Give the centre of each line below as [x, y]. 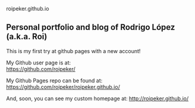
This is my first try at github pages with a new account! [73, 51]
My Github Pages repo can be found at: [54, 81]
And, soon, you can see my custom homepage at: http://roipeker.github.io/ [97, 98]
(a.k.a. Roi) [27, 37]
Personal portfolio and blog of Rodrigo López [91, 27]
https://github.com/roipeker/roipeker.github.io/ [63, 87]
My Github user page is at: [39, 63]
